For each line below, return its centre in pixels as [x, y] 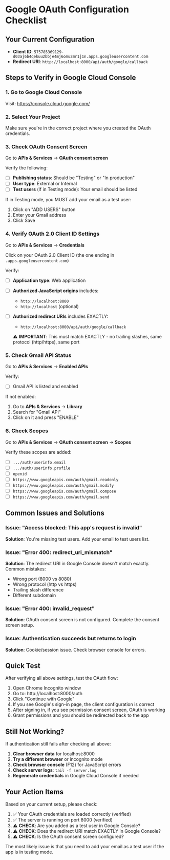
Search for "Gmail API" [37, 412]
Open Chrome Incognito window [47, 688]
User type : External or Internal [45, 184]
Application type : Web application [49, 280]
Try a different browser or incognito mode [58, 759]
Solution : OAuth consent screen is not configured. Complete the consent [82, 620]
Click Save [24, 221]
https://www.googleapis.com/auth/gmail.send [61, 497]
